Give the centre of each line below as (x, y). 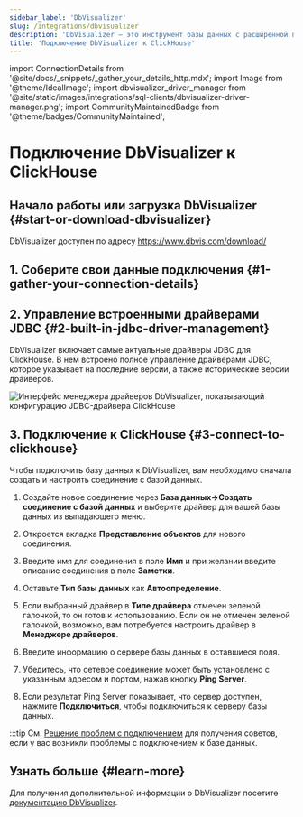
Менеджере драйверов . (70, 635)
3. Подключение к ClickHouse (98, 434)
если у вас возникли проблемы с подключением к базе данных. (134, 743)
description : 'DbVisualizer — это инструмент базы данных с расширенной (149, 34)
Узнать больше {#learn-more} (97, 771)
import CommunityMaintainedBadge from (142, 107)
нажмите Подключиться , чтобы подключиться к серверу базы (145, 706)
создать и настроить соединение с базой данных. (106, 480)
